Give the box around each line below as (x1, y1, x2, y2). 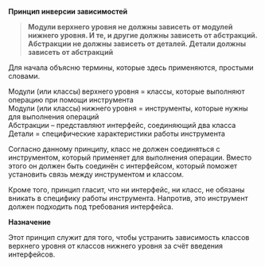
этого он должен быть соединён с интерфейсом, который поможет (8, 161, 238, 170)
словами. (8, 72, 41, 80)
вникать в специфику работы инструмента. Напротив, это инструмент (8, 194, 248, 203)
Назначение (8, 218, 52, 226)
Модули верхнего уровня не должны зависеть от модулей (27, 22, 233, 31)
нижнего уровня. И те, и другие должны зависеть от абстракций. (27, 31, 258, 40)
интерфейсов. (8, 250, 56, 259)
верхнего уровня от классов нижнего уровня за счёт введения (8, 242, 224, 250)
